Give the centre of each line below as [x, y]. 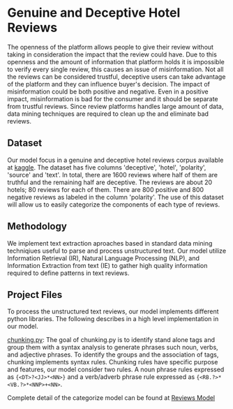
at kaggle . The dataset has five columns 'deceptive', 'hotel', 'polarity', [107, 167]
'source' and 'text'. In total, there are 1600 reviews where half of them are [113, 174]
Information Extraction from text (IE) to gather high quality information [107, 265]
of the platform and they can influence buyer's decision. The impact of [109, 84]
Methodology [37, 226]
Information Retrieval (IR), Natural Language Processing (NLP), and [104, 258]
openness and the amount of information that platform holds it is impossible [116, 61]
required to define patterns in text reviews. [68, 273]
